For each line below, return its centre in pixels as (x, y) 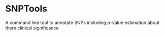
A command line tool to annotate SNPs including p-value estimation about (82, 22)
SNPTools (26, 9)
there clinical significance (32, 27)
